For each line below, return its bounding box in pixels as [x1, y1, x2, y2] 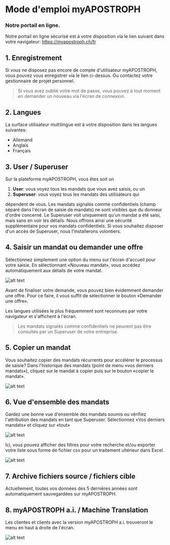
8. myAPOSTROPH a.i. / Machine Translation [5, 506, 149, 514]
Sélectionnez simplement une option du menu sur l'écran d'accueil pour [5, 256, 156, 263]
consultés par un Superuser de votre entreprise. [17, 328, 118, 334]
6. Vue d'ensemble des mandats [5, 398, 110, 406]
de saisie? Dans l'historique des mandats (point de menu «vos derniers [5, 362, 154, 368]
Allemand [12, 137, 33, 143]
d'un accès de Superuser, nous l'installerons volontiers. [5, 228, 122, 234]
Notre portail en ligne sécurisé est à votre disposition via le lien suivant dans [5, 33, 165, 39]
